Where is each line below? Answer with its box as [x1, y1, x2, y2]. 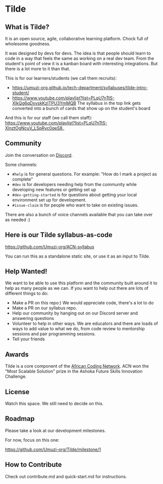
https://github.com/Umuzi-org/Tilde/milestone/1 [5, 447, 101, 452]
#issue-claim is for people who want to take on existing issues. [12, 202, 139, 208]
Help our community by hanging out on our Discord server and [12, 310, 138, 316]
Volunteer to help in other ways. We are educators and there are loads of [12, 320, 158, 327]
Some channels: [5, 162, 37, 168]
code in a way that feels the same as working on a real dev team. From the [5, 56, 154, 61]
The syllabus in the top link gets [77, 100, 141, 106]
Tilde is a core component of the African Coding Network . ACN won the [5, 363, 149, 369]
